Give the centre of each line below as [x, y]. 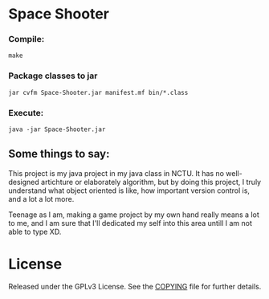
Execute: [26, 113]
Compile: [26, 39]
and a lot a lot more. [41, 199]
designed [24, 182]
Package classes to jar [53, 76]
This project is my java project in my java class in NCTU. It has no [116, 173]
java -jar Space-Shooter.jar [57, 129]
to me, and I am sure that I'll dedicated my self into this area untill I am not [130, 223]
